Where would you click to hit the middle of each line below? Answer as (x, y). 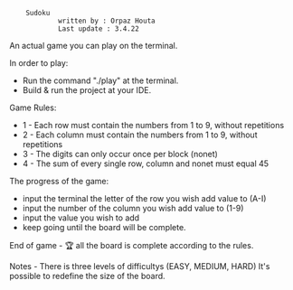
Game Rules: (33, 108)
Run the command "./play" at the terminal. (100, 80)
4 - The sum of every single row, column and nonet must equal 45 (146, 164)
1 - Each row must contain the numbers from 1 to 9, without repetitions (153, 125)
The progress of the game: (59, 181)
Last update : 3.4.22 (99, 29)
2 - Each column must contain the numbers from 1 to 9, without (140, 135)
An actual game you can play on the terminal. (94, 46)
